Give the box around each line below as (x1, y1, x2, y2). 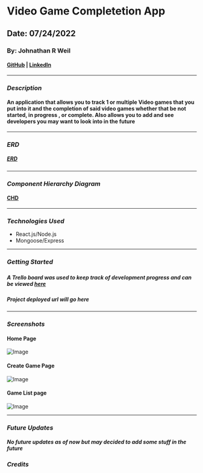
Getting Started (7, 258, 54, 266)
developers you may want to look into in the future (7, 118, 136, 125)
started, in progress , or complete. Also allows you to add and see (7, 112, 174, 119)
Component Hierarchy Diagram (7, 179, 101, 188)
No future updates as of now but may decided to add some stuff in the (7, 439, 187, 446)
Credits (7, 460, 29, 468)
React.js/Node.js (15, 230, 57, 238)
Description (7, 83, 42, 92)
